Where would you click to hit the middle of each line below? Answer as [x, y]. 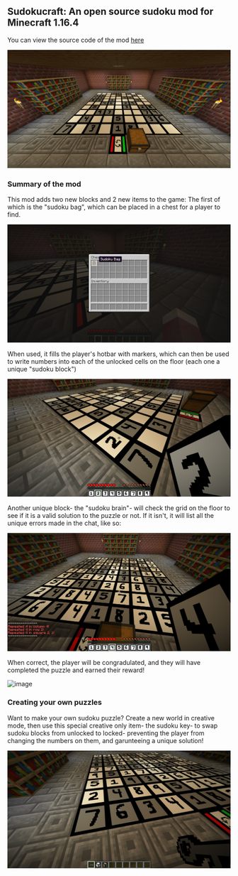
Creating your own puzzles [55, 703]
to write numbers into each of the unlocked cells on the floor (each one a [114, 361]
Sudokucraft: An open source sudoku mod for [110, 12]
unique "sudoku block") [42, 369]
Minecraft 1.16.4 [43, 23]
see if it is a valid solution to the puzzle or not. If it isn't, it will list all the [111, 515]
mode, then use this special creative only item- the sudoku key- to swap [113, 725]
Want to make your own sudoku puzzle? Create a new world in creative [111, 718]
